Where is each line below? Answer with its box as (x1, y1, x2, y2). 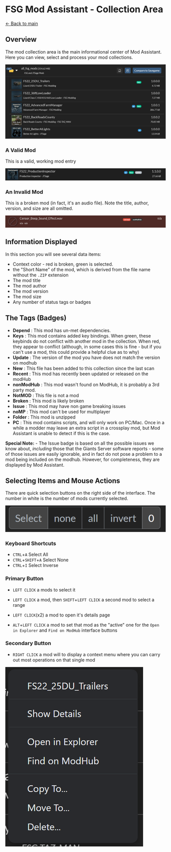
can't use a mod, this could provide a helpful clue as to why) (12, 349, 139, 355)
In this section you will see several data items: (5, 251, 102, 257)
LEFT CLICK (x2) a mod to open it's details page (12, 612, 110, 618)
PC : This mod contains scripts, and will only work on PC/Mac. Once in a (12, 419, 164, 425)
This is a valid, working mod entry (5, 158, 76, 164)
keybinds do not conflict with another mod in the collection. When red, (12, 338, 160, 344)
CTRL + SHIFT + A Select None (12, 557, 69, 563)
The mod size (12, 293, 42, 299)
